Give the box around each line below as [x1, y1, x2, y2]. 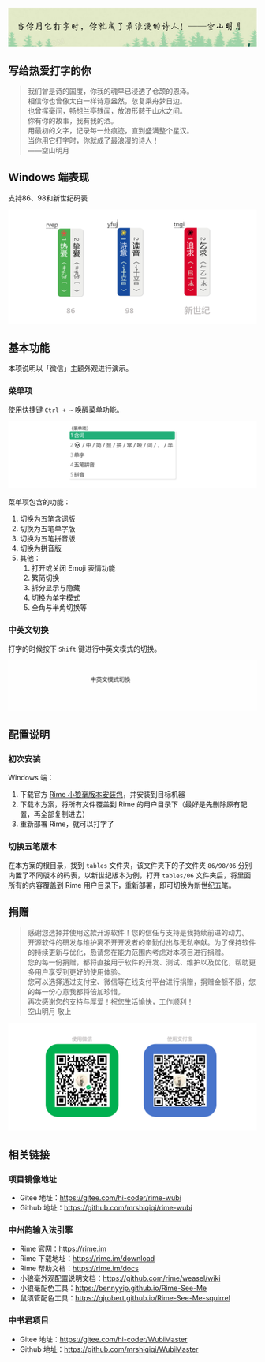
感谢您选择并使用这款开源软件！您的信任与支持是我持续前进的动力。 [27, 928, 249, 937]
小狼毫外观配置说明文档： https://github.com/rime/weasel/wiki [19, 1274, 221, 1283]
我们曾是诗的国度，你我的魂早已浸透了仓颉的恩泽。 [27, 87, 194, 96]
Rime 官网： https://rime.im [19, 1244, 106, 1254]
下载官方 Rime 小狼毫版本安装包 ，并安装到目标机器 [19, 790, 185, 799]
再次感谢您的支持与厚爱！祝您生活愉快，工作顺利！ [27, 997, 194, 1006]
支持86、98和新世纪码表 [8, 193, 88, 203]
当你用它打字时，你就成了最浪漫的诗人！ [27, 136, 159, 145]
